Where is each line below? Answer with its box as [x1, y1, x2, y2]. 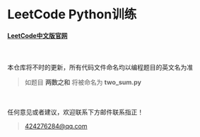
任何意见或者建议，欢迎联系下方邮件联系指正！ [7, 108, 143, 117]
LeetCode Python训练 [7, 6, 137, 22]
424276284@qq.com [24, 122, 88, 131]
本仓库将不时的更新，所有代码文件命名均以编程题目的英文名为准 [7, 63, 193, 72]
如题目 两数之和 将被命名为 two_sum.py [24, 78, 141, 86]
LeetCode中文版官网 [7, 31, 68, 39]
